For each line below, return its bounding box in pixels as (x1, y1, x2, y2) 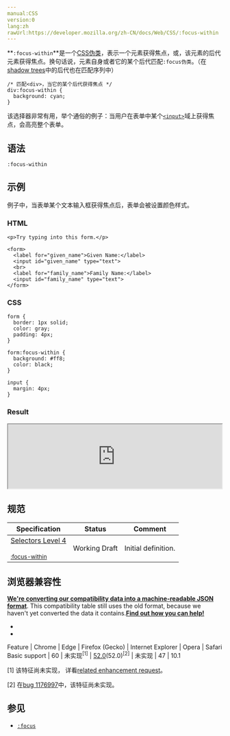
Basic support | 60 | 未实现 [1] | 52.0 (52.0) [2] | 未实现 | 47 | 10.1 (7, 650, 181, 660)
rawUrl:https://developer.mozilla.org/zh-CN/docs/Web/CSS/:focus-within (7, 29, 219, 36)
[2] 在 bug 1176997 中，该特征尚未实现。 (7, 680, 118, 689)
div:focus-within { (7, 87, 63, 94)
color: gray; (13, 325, 51, 333)
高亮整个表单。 (25, 121, 67, 129)
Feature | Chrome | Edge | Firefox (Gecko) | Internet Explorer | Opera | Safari (7, 643, 222, 652)
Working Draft (73, 543, 118, 553)
